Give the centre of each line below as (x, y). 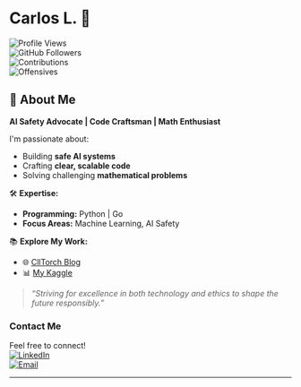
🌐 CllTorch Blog (52, 262)
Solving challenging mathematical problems (105, 175)
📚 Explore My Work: (48, 241)
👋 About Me (43, 100)
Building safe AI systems (69, 156)
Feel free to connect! (48, 346)
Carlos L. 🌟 (50, 18)
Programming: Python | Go (73, 213)
